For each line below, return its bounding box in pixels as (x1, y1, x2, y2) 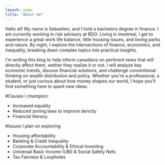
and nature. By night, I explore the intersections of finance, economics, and (5, 41, 160, 47)
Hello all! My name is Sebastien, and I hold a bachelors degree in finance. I (5, 25, 159, 31)
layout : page (5, 7, 32, 12)
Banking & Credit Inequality (12, 138, 69, 144)
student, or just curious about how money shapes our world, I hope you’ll (5, 78, 156, 84)
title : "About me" (5, 12, 43, 17)
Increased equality (12, 102, 51, 108)
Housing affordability (12, 132, 56, 138)
